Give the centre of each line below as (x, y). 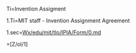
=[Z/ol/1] (17, 44)
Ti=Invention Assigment (36, 9)
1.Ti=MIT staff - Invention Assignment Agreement (68, 20)
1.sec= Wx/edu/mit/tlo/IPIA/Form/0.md (54, 32)
